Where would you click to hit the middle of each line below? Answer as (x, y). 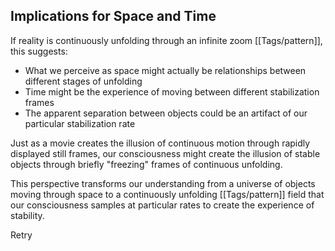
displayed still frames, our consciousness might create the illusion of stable (165, 153)
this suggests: (39, 51)
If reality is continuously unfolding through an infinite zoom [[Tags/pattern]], (166, 40)
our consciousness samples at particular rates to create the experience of (162, 205)
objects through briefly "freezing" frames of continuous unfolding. (146, 164)
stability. (27, 215)
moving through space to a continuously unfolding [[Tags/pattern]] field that (167, 194)
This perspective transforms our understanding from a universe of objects (163, 183)
